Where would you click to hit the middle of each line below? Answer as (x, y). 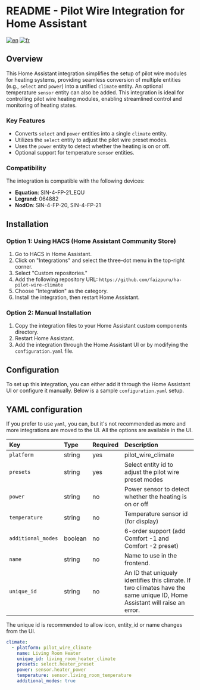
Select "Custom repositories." (51, 273)
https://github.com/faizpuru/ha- (140, 280)
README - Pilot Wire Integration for (96, 11)
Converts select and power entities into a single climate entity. (91, 134)
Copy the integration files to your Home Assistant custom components (101, 326)
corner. (24, 267)
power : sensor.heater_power (51, 670)
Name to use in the (151, 555)
